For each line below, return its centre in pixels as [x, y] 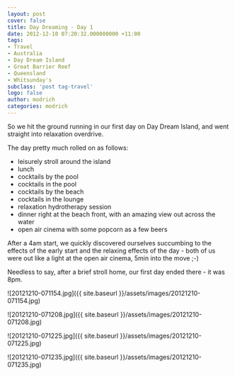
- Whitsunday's [30, 80]
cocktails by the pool [48, 176]
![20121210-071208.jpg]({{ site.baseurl [63, 314]
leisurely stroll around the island [64, 161]
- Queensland [27, 73]
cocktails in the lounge [51, 199]
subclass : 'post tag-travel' [50, 87]
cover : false [27, 21]
